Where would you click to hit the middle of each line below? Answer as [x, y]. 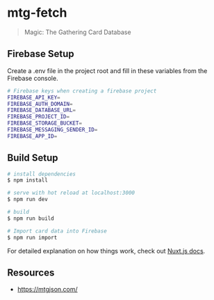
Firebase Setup [41, 54]
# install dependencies [42, 174]
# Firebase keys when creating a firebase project [82, 91]
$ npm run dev [28, 200]
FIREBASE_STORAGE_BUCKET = [44, 123]
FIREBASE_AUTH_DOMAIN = [40, 104]
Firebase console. [33, 78]
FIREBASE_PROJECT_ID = [39, 117]
